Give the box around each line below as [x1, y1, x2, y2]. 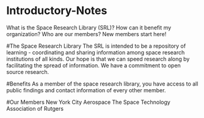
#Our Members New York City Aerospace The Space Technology [6, 98, 171, 106]
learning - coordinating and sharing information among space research [6, 48, 185, 56]
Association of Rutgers [6, 105, 64, 112]
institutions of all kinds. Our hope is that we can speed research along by [6, 55, 190, 62]
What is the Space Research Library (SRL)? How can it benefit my [6, 24, 172, 31]
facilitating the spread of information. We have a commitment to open [6, 62, 181, 69]
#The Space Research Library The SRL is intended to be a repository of [6, 42, 186, 50]
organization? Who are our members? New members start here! [6, 30, 167, 37]
